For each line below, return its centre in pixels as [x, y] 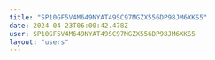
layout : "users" [39, 42]
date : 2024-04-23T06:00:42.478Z [69, 26]
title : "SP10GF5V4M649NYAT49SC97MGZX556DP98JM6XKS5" [108, 17]
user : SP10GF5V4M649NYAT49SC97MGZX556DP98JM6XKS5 [103, 34]
